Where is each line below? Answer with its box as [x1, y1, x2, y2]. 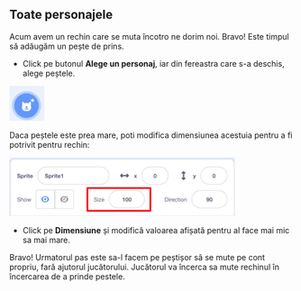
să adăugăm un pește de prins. [9, 41, 124, 51]
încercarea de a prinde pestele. [9, 270, 126, 282]
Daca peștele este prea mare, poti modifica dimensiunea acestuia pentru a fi [9, 130, 293, 141]
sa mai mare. [22, 234, 70, 245]
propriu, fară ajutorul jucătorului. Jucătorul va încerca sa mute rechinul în [9, 261, 279, 272]
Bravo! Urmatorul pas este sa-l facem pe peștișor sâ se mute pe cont [9, 251, 266, 262]
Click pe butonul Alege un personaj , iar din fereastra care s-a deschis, [22, 58, 286, 68]
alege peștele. [22, 68, 76, 78]
